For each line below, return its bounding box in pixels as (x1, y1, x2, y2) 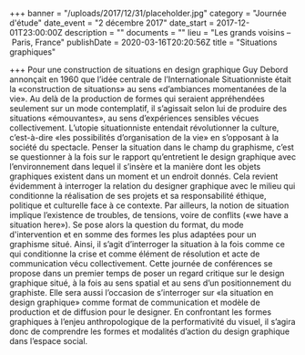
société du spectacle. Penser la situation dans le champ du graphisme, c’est (9, 141, 294, 152)
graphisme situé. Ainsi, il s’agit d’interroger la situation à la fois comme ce (9, 239, 285, 249)
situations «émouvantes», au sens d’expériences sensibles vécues (9, 113, 259, 123)
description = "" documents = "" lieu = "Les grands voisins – (64, 27, 291, 37)
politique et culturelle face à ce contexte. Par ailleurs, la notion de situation (9, 200, 290, 211)
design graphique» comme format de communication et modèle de (9, 297, 261, 308)
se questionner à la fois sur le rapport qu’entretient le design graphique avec (9, 151, 297, 162)
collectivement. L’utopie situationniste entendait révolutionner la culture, (9, 122, 280, 133)
